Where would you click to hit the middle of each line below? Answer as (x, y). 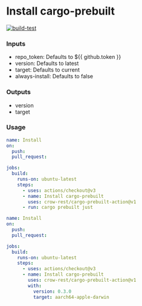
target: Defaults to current (47, 70)
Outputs (19, 92)
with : (35, 286)
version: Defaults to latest (47, 63)
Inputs (16, 44)
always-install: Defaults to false (54, 76)
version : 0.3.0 (52, 291)
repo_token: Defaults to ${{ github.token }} (68, 57)
